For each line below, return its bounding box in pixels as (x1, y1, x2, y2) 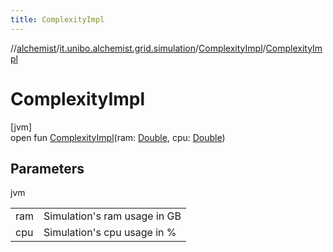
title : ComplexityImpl (10, 14, 105, 25)
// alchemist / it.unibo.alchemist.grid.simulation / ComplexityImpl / (10, 42, 267, 54)
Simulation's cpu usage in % (43, 226, 177, 240)
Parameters (10, 160, 85, 177)
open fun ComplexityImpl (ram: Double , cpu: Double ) (10, 131, 226, 143)
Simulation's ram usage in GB (43, 209, 182, 223)
